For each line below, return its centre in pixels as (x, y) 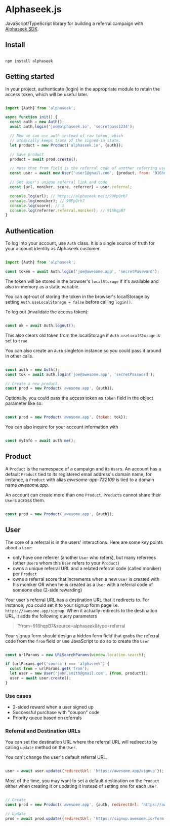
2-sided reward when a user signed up (53, 707)
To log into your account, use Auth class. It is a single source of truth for (80, 243)
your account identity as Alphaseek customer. (53, 249)
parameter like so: (24, 403)
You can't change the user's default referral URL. (56, 757)
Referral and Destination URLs (43, 731)
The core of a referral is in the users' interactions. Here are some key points (84, 542)
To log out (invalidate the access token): (47, 312)
